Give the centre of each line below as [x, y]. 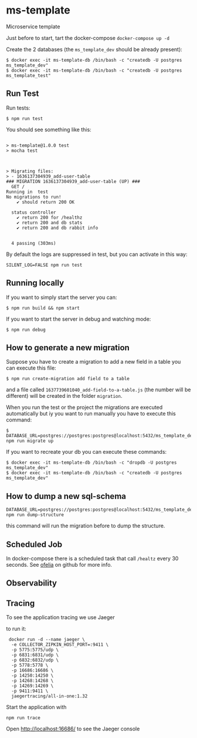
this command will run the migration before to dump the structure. [86, 526]
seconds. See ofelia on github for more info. [59, 565]
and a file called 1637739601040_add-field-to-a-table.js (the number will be [98, 390]
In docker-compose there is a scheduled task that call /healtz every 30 [92, 559]
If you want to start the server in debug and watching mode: [79, 319]
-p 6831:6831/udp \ [35, 655]
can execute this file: [31, 368]
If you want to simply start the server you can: [62, 297]
